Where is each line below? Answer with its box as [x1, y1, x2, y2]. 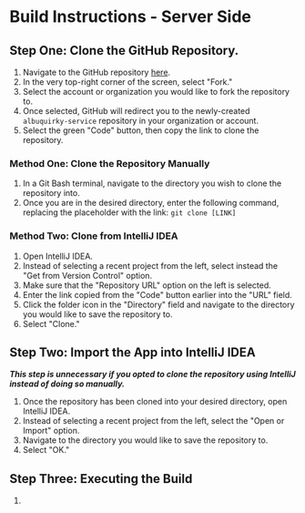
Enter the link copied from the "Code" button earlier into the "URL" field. [22, 289, 293, 300]
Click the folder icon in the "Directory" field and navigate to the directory [22, 299, 295, 310]
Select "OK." [22, 445, 70, 456]
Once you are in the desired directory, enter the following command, [22, 198, 280, 209]
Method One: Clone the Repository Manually [9, 157, 210, 169]
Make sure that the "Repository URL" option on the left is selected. [22, 280, 271, 291]
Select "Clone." [22, 318, 80, 329]
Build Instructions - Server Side [9, 6, 252, 27]
